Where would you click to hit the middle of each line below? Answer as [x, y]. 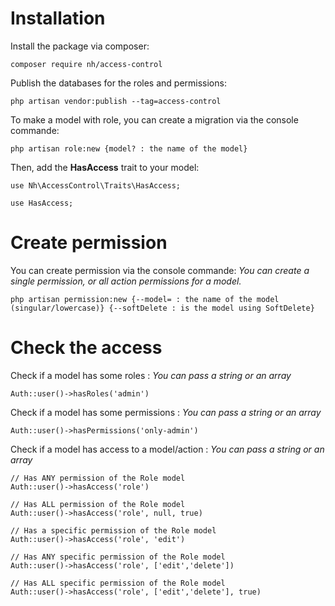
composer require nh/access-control [86, 64]
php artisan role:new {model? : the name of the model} [129, 148]
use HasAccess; [42, 203]
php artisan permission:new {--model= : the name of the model [145, 299]
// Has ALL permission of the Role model [98, 504]
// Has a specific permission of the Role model [113, 530]
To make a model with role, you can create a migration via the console [154, 119]
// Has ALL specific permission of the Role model [118, 583]
